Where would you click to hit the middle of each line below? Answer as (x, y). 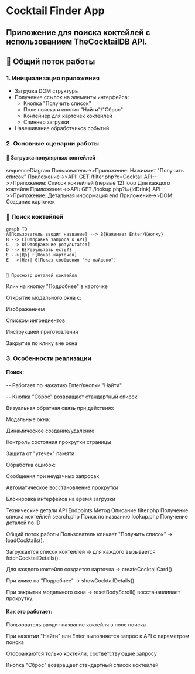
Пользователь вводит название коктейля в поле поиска (76, 625)
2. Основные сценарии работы (53, 144)
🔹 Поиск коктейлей (35, 217)
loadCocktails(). (25, 540)
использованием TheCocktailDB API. (77, 41)
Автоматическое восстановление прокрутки (62, 487)
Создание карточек (31, 202)
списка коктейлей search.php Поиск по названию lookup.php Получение (97, 516)
